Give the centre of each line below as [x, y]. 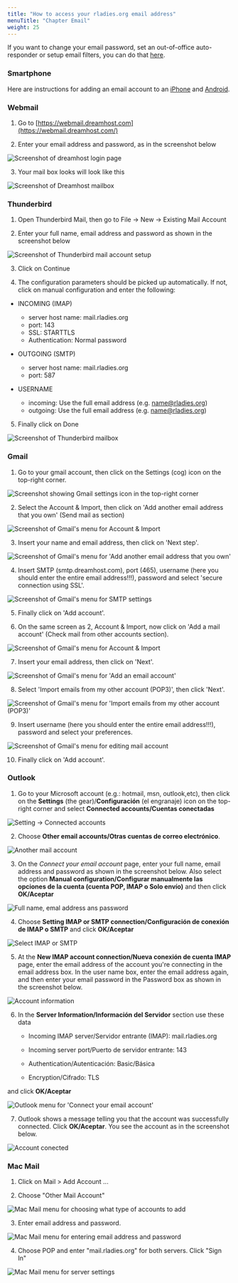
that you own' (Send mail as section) [71, 515]
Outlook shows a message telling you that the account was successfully [123, 1119]
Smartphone [29, 73]
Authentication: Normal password [77, 340]
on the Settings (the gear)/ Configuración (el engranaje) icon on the [117, 801]
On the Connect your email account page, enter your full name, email [119, 864]
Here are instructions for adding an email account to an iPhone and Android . [119, 89]
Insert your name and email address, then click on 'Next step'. [108, 543]
